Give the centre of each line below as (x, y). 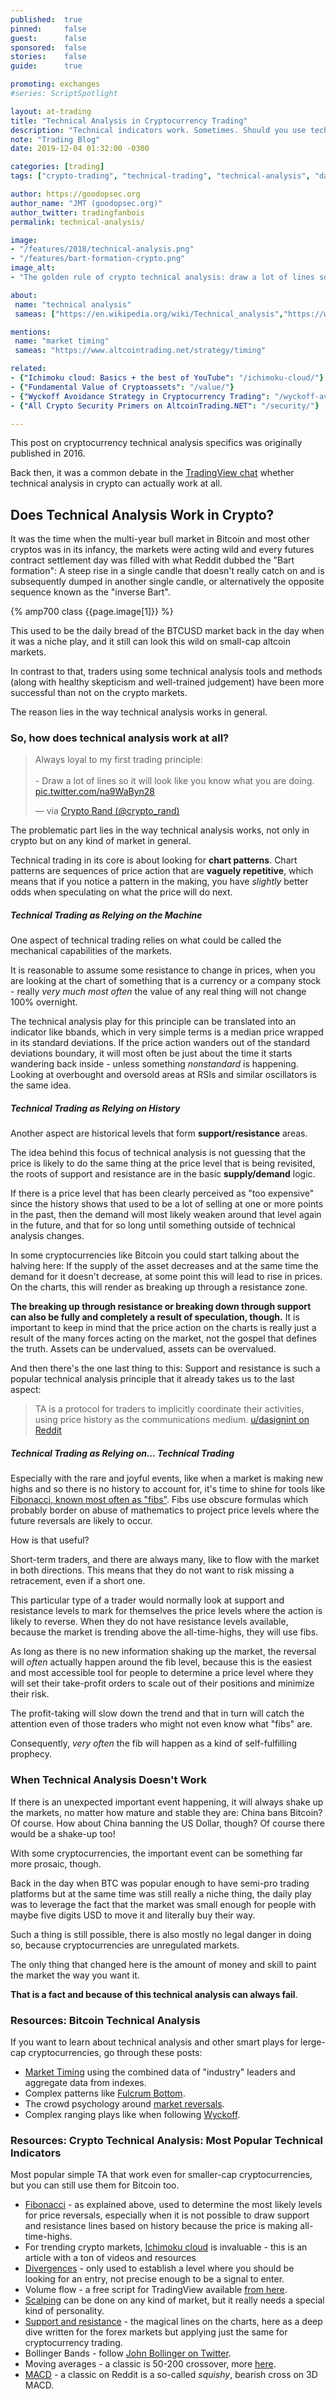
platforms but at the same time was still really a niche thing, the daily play (161, 1893)
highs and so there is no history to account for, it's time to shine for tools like (168, 1489)
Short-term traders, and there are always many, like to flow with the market (165, 1560)
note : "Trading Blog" (55, 139)
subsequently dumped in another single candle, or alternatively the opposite (167, 582)
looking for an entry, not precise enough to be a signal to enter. (154, 2279)
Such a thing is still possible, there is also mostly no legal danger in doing (161, 1934)
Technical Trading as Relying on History (95, 1108)
